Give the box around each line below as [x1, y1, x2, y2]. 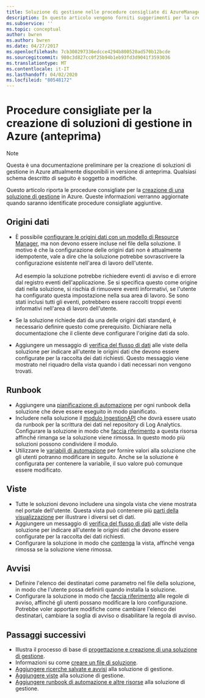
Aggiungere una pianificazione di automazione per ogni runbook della [15, 401, 191, 408]
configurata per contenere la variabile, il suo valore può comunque [15, 460, 183, 467]
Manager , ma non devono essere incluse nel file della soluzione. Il [15, 240, 181, 247]
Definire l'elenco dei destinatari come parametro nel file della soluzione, [15, 579, 196, 587]
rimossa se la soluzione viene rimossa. [15, 545, 113, 553]
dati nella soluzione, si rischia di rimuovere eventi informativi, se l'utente [15, 285, 196, 292]
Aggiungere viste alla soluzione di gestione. [15, 672, 125, 679]
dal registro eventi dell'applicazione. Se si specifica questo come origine [15, 279, 198, 286]
